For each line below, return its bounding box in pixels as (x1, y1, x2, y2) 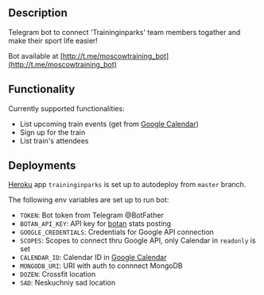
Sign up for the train (19, 127, 86, 137)
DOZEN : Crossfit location (19, 270, 96, 279)
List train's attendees (19, 136, 89, 145)
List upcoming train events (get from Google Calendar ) (19, 119, 199, 128)
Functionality (8, 82, 76, 96)
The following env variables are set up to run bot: (8, 195, 169, 205)
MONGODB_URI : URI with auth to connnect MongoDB (19, 261, 183, 270)
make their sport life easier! (8, 36, 98, 45)
